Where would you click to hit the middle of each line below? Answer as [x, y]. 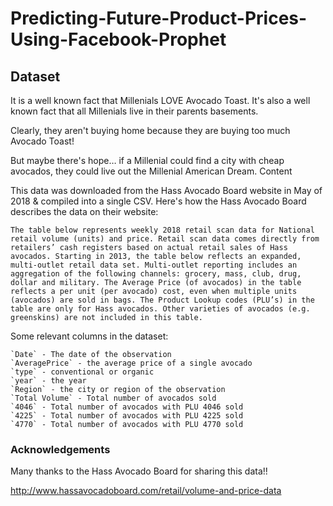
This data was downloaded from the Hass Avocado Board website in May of [166, 190]
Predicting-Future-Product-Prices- [159, 18]
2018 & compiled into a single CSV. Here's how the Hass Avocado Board [158, 201]
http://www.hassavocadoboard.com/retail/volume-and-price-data [146, 491]
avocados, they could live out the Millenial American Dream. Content [151, 171]
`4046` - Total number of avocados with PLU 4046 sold [127, 407]
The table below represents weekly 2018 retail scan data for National [162, 230]
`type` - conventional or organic [82, 372]
